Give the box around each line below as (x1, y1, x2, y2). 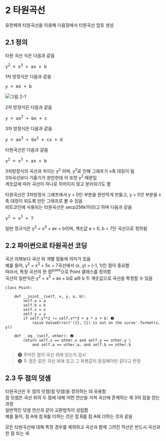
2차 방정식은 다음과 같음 (5, 104, 53, 110)
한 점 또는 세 (5, 430, 30, 436)
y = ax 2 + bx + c (5, 114, 48, 121)
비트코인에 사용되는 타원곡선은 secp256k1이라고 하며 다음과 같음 (5, 204, 132, 210)
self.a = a (23, 298, 46, 303)
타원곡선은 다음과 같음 (5, 146, 49, 153)
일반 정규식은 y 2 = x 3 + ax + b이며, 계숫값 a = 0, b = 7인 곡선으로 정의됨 (5, 225, 147, 231)
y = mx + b (5, 84, 32, 89)
